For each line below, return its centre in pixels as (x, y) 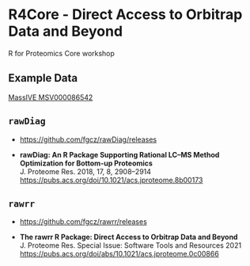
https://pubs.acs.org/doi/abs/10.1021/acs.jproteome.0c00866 (119, 254)
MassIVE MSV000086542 (51, 97)
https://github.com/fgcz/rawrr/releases (83, 222)
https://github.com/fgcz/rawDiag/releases (88, 139)
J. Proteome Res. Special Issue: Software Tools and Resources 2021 (131, 245)
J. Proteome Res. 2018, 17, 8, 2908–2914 (85, 171)
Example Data (43, 78)
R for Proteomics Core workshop (61, 53)
